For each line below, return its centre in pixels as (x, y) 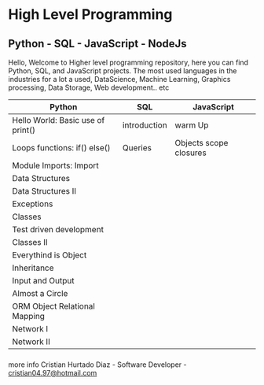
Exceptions (33, 204)
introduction (145, 125)
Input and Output (43, 281)
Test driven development (58, 230)
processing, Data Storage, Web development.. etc (89, 87)
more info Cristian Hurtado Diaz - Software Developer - (97, 365)
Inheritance (33, 268)
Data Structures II (44, 191)
